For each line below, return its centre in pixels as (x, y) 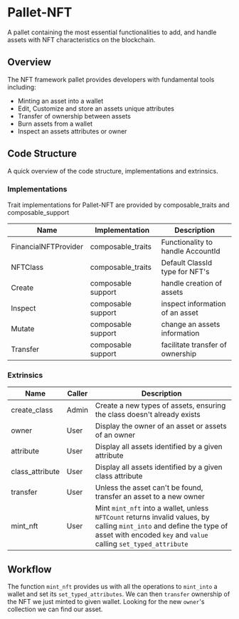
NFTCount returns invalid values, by (152, 517)
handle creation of (192, 283)
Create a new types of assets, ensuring (160, 406)
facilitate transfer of (194, 345)
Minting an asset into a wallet (60, 101)
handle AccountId (191, 251)
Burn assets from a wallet (55, 124)
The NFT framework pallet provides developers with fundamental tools (111, 79)
